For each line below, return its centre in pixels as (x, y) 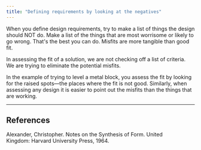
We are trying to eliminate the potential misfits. (63, 65)
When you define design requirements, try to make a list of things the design (100, 29)
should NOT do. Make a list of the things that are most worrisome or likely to (100, 35)
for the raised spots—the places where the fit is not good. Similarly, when (97, 83)
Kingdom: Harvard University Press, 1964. (58, 141)
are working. (22, 96)
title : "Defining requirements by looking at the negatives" (84, 12)
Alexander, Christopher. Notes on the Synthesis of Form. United (84, 135)
